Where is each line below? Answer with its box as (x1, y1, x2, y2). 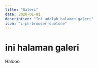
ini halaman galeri (5, 42, 79, 53)
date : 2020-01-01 (5, 12, 41, 17)
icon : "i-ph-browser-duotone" (5, 21, 67, 26)
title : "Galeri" (5, 7, 38, 12)
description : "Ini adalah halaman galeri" (5, 16, 94, 21)
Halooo (5, 59, 20, 65)
